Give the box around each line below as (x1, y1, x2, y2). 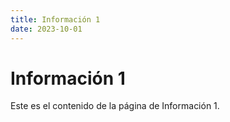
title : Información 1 (10, 14, 101, 25)
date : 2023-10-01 (10, 24, 83, 34)
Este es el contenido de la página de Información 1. (10, 100, 220, 112)
